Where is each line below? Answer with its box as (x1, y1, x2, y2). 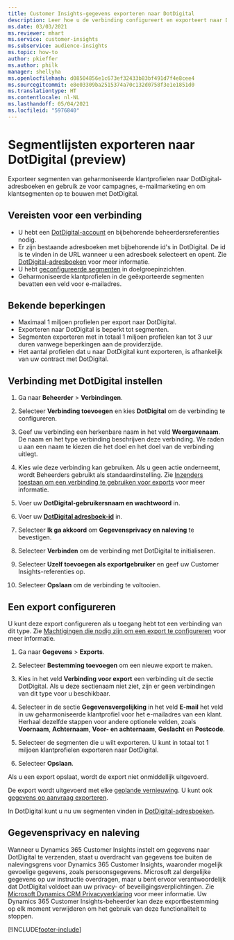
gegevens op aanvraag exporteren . (8, 793, 108, 802)
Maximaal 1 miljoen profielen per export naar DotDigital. (17, 318, 177, 326)
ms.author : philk (8, 62, 58, 69)
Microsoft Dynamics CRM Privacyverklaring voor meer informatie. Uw (8, 889, 207, 898)
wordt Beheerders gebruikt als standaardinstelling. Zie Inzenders (17, 471, 203, 479)
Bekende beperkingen (8, 299, 106, 311)
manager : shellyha (8, 68, 61, 75)
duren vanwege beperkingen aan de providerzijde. (17, 340, 163, 349)
